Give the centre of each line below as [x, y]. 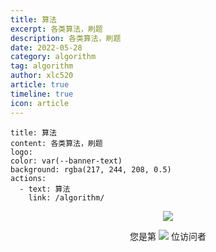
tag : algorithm [42, 66]
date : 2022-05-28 [46, 47]
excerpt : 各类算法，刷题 [56, 29]
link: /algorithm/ [66, 197]
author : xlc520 [42, 76]
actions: [28, 178]
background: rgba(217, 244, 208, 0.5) [91, 169]
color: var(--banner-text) [66, 161]
